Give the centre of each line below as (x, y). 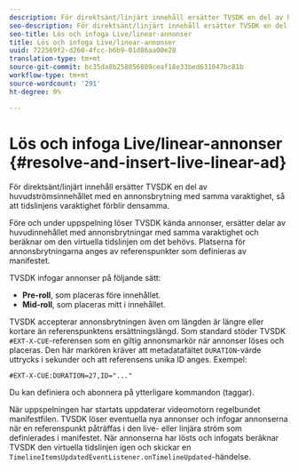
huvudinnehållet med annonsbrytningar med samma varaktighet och (134, 233)
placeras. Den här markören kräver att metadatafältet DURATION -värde (135, 350)
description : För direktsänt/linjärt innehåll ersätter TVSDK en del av (146, 17)
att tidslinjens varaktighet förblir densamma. (90, 206)
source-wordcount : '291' (55, 84)
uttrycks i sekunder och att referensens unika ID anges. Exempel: (128, 360)
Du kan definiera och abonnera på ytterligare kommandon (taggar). (132, 393)
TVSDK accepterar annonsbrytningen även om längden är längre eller (137, 322)
